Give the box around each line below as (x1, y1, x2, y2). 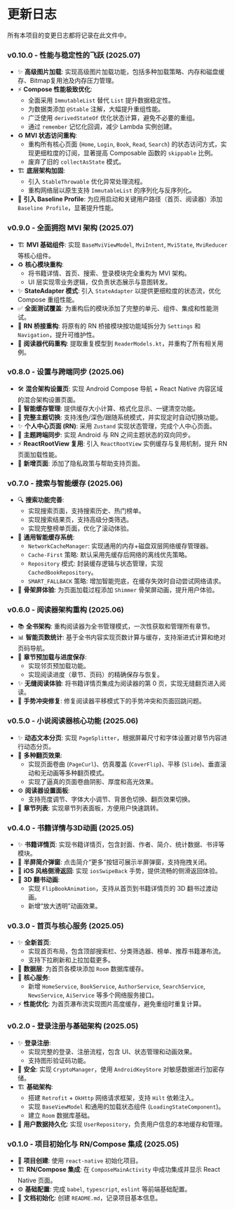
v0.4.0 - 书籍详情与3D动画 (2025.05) (7, 823, 135, 832)
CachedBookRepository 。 (27, 568, 98, 577)
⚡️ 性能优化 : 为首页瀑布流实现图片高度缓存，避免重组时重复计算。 (17, 1000, 206, 1008)
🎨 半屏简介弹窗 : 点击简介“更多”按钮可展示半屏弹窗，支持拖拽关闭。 (17, 858, 211, 866)
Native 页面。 (17, 1176, 57, 1184)
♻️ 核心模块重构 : (17, 260, 65, 268)
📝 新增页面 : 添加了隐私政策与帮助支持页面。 (17, 459, 144, 467)
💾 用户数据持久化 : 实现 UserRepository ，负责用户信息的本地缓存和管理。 (17, 1120, 227, 1128)
